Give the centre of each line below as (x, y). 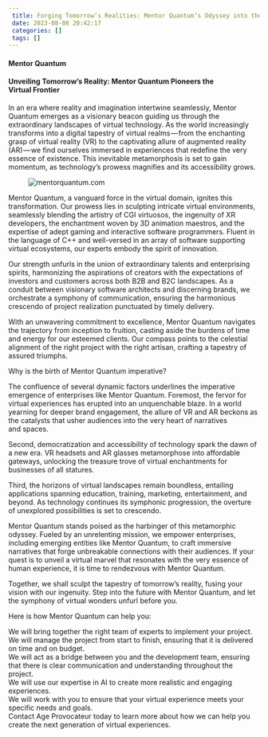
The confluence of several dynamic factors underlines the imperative (122, 386)
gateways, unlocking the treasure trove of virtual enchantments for (118, 461)
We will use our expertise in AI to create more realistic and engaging (120, 683)
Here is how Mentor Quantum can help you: (80, 616)
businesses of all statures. (51, 470)
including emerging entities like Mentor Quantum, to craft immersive (120, 543)
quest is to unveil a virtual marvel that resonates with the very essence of (128, 560)
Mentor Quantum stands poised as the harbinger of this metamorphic (122, 526)
